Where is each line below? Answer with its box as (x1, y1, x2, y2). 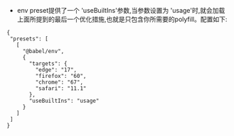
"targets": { (28, 60, 68, 67)
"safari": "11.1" (35, 85, 87, 92)
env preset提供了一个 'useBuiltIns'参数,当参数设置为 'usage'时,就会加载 (16, 6, 225, 14)
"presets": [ (9, 35, 49, 42)
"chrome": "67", (35, 79, 83, 86)
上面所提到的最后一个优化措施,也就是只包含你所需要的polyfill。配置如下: (16, 15, 228, 23)
